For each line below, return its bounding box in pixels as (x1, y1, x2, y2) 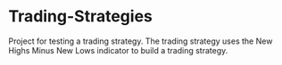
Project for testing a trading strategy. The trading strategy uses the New (8, 36, 273, 46)
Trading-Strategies (8, 6, 153, 27)
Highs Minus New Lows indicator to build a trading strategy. (8, 45, 228, 55)
